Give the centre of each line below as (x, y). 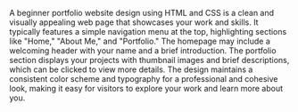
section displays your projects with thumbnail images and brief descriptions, (149, 60)
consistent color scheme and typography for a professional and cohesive (144, 79)
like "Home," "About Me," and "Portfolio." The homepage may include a (140, 41)
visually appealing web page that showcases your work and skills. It (134, 22)
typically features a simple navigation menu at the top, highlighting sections (148, 32)
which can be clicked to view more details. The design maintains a (131, 69)
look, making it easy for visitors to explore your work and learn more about (146, 88)
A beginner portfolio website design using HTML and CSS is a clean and (142, 13)
